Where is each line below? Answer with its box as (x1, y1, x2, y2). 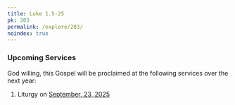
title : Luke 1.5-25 (7, 10, 65, 17)
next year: (7, 76, 37, 85)
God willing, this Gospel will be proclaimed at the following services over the (7, 69, 229, 77)
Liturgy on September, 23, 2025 (17, 90, 110, 98)
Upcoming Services (7, 53, 76, 63)
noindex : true (7, 29, 49, 37)
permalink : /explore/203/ (7, 23, 83, 30)
